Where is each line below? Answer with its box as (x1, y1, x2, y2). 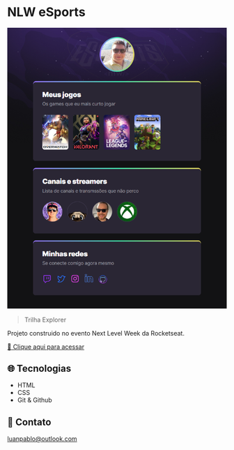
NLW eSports (7, 4, 86, 20)
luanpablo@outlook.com (7, 435, 78, 443)
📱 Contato (7, 416, 52, 428)
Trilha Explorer (24, 315, 67, 324)
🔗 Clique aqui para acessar (7, 343, 85, 351)
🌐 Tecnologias (7, 362, 72, 374)
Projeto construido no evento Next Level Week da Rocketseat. (7, 329, 185, 337)
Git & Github (17, 396, 52, 405)
